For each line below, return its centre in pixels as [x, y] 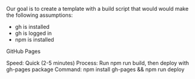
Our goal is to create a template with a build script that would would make [97, 9]
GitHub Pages [23, 51]
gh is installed [32, 27]
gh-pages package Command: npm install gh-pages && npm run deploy [95, 69]
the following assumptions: [40, 15]
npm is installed [34, 39]
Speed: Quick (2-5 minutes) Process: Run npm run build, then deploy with [98, 63]
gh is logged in [33, 33]
